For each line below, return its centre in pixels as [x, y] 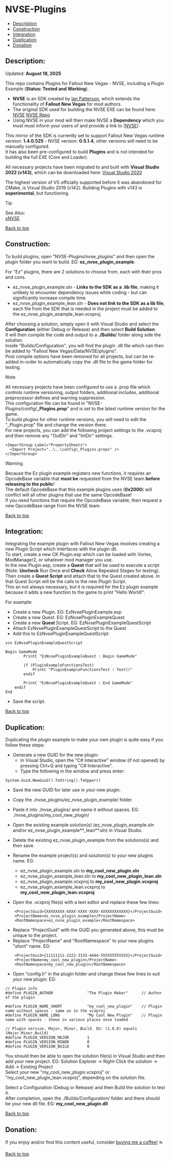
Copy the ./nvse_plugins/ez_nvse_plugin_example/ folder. [73, 800]
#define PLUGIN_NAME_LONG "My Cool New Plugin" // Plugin [84, 1015]
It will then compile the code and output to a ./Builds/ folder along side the [83, 335]
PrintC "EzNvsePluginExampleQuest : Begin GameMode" [80, 656]
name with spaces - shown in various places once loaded [67, 1020]
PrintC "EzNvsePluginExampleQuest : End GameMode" [78, 683]
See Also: [15, 213]
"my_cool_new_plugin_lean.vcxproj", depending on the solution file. [76, 1077]
